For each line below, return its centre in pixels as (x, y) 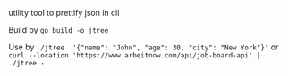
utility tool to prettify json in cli (64, 13)
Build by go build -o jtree (59, 30)
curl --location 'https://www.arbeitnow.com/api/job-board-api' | (135, 56)
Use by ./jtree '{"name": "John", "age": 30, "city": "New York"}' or (144, 47)
